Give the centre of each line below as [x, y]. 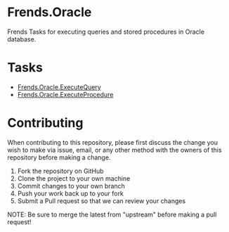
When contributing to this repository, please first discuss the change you [112, 142]
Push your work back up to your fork [71, 193]
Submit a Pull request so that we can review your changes [102, 200]
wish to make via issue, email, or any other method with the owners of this [115, 150]
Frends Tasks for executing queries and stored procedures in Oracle [106, 32]
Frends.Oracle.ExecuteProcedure [65, 94]
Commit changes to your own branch [71, 186]
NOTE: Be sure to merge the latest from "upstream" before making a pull [112, 214]
